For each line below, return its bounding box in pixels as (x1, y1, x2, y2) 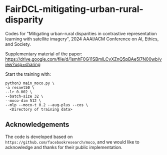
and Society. (5, 41, 31, 47)
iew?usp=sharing (5, 61, 41, 67)
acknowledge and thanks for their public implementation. (5, 144, 122, 150)
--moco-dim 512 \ (5, 98, 41, 103)
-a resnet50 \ (5, 85, 35, 90)
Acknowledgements (5, 121, 69, 129)
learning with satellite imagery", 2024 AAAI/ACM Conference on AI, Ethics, (5, 36, 159, 42)
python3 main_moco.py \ (5, 81, 55, 86)
